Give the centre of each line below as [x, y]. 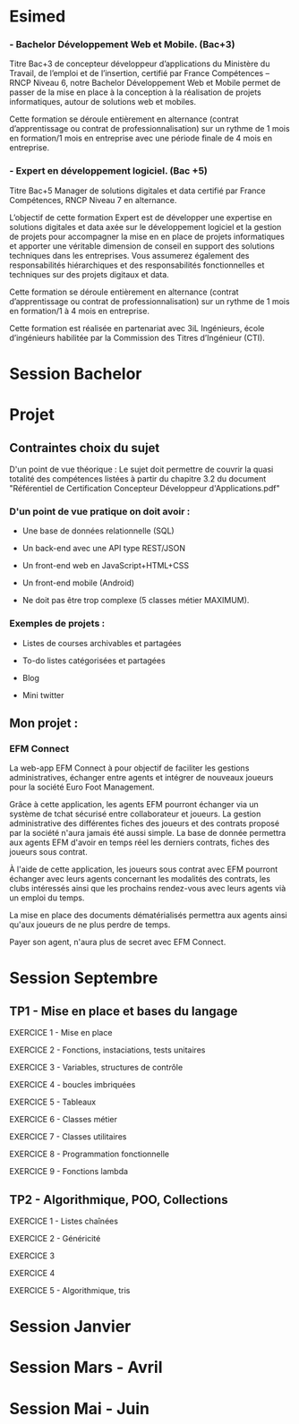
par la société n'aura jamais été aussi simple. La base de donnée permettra [148, 833]
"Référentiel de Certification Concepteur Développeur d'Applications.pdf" [145, 488]
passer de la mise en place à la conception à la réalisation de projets [135, 92]
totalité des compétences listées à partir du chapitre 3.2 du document [138, 478]
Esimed [38, 17]
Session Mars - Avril [86, 1368]
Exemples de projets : [57, 624]
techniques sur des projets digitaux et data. [90, 274]
